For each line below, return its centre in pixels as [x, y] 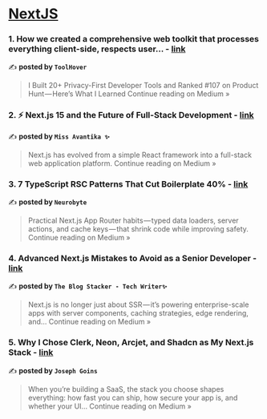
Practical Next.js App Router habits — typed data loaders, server [133, 220]
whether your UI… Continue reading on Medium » [110, 406]
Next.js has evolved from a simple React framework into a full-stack [140, 155]
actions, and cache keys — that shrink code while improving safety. [138, 229]
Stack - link [31, 353]
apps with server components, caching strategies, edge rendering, [138, 313]
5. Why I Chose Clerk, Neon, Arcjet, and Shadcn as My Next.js [131, 343]
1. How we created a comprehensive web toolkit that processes [133, 39]
